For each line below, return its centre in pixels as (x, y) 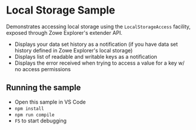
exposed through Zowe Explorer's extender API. (64, 32)
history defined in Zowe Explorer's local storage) (74, 50)
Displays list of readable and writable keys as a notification (86, 56)
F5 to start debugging (40, 121)
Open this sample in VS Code (50, 102)
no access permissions (43, 69)
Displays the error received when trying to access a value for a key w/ (99, 63)
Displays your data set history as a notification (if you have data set (96, 44)
